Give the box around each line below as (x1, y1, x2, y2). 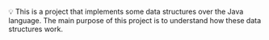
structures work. (8, 24, 63, 34)
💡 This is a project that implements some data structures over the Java (8, 7, 244, 16)
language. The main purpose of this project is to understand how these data (8, 16, 262, 25)
